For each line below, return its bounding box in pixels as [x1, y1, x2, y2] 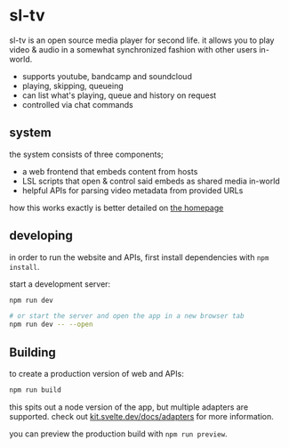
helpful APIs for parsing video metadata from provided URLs [21, 184, 244, 196]
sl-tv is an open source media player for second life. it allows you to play [9, 35, 275, 45]
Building [9, 345, 56, 360]
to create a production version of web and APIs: [9, 369, 184, 379]
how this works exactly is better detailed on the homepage [9, 202, 224, 213]
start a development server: [9, 278, 111, 289]
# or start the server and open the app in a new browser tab [9, 312, 245, 321]
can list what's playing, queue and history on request [21, 90, 217, 101]
